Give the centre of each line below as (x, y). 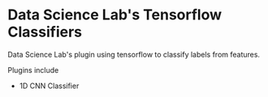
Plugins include (33, 70)
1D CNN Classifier (49, 86)
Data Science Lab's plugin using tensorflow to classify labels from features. (134, 54)
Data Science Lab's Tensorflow (115, 15)
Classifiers (45, 32)
